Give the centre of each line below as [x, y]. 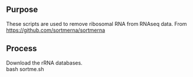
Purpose [22, 10]
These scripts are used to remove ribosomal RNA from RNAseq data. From [97, 24]
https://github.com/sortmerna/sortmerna [55, 30]
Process [22, 48]
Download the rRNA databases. [44, 63]
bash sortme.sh [25, 69]
